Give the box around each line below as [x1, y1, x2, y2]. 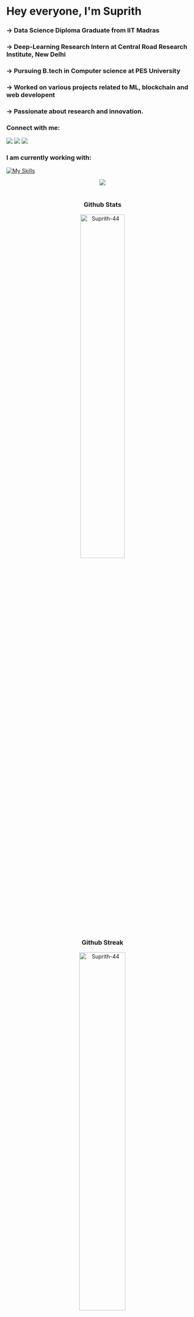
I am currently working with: [6, 153, 92, 162]
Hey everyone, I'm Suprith [6, 4, 142, 18]
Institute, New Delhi [6, 50, 66, 59]
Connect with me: [6, 124, 60, 132]
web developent [6, 90, 56, 99]
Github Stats [83, 200, 122, 208]
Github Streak [81, 938, 124, 946]
